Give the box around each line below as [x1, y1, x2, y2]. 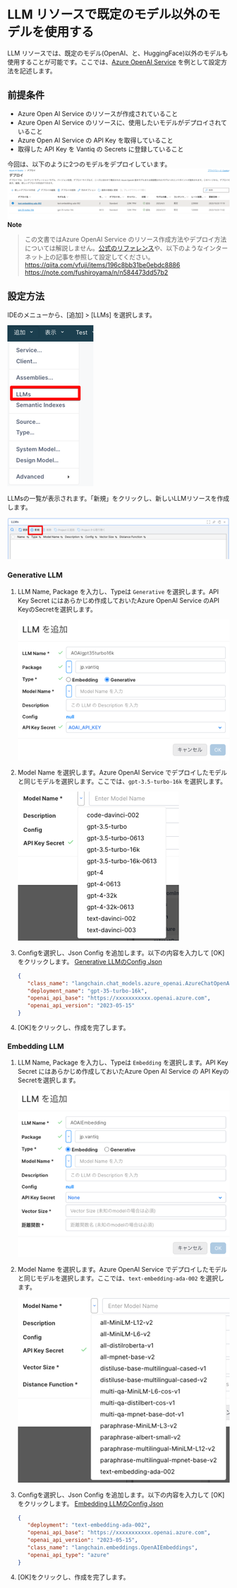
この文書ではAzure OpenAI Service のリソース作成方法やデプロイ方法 [24, 235, 227, 243]
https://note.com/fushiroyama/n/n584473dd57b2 [24, 268, 169, 277]
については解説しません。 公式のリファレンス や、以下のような [24, 243, 204, 252]
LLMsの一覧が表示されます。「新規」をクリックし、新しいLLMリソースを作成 [7, 494, 230, 502]
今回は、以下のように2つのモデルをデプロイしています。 [7, 160, 171, 168]
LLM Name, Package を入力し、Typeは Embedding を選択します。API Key [17, 1058, 229, 1067]
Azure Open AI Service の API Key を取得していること [17, 136, 174, 144]
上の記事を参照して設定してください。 [43, 253, 154, 261]
